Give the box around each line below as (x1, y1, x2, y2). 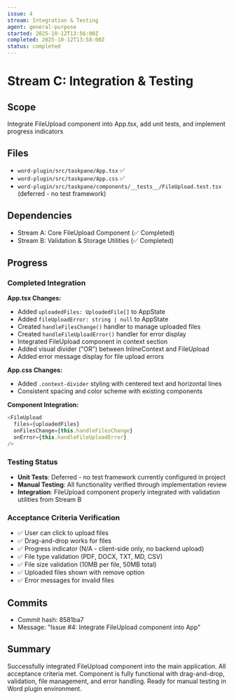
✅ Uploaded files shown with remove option (17, 568, 145, 576)
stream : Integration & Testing (7, 17, 99, 24)
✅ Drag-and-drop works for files (17, 536, 112, 545)
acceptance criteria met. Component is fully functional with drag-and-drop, (7, 669, 226, 678)
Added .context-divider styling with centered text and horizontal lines (17, 380, 222, 388)
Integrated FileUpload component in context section (17, 338, 168, 346)
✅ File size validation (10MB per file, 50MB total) (17, 560, 157, 569)
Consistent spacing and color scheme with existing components (17, 387, 203, 395)
